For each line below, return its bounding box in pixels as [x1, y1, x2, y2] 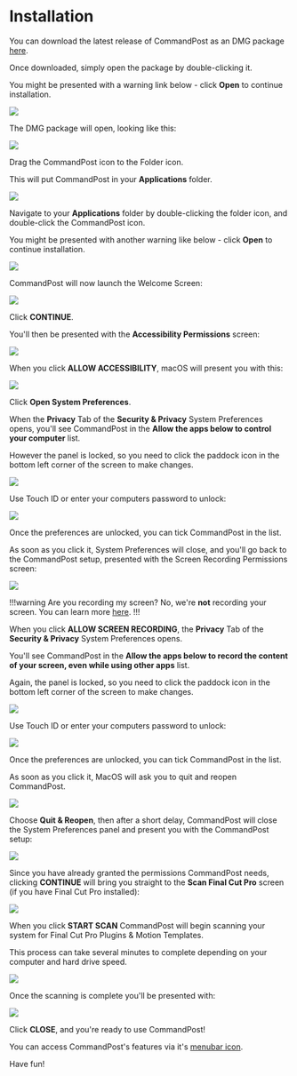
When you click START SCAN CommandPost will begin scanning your [9, 920, 265, 930]
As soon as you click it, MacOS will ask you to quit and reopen [9, 771, 237, 782]
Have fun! [9, 1058, 45, 1069]
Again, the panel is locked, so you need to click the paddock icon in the [9, 677, 271, 688]
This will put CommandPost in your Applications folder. [9, 173, 213, 184]
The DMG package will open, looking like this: [9, 123, 177, 133]
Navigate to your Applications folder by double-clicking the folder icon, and [9, 207, 288, 219]
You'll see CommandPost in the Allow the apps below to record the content [9, 650, 289, 661]
